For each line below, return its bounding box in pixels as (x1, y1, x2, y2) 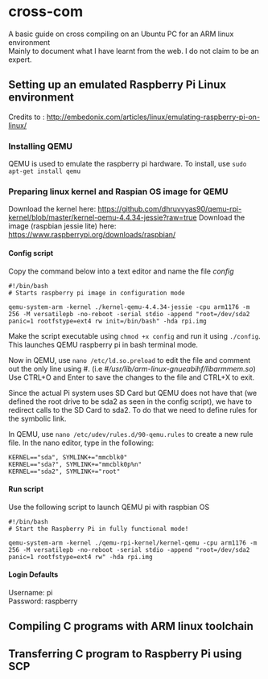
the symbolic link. (8, 414, 67, 423)
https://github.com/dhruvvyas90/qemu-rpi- (97, 204, 242, 214)
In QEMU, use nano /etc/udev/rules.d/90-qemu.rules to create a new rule (8, 429, 254, 438)
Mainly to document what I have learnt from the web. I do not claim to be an (8, 46, 259, 56)
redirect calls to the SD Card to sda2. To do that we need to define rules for (8, 405, 258, 414)
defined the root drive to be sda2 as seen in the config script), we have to (8, 397, 252, 406)
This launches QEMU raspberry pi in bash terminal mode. (8, 339, 199, 349)
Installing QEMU (8, 140, 73, 151)
